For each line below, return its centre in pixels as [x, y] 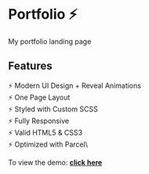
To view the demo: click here [55, 162]
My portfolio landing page [50, 41]
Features [30, 66]
